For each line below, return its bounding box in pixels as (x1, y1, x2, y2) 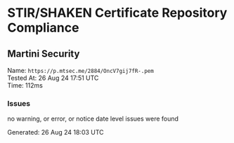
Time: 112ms (7, 81, 44, 89)
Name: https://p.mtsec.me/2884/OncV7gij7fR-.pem (7, 67, 155, 74)
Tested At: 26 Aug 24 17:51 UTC (7, 74, 99, 82)
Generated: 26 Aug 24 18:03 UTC (7, 128, 104, 137)
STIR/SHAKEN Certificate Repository (7, 5, 228, 21)
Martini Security (7, 48, 80, 60)
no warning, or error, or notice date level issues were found (7, 114, 179, 123)
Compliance (7, 20, 79, 36)
